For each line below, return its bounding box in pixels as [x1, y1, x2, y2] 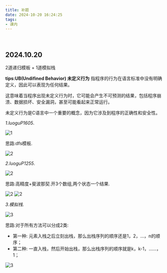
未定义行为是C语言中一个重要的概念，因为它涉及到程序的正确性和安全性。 [5, 110, 160, 116]
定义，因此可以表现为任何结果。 [5, 82, 72, 88]
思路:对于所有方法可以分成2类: [5, 222, 69, 228]
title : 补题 [5, 7, 29, 13]
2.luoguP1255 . [5, 160, 36, 167]
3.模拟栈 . [5, 202, 24, 208]
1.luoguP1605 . [5, 120, 35, 126]
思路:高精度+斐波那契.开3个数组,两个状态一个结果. [5, 181, 110, 187]
